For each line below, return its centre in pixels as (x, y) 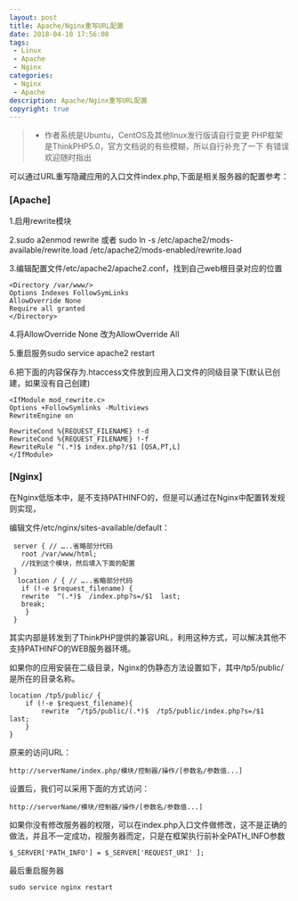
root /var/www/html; (59, 554)
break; (33, 604)
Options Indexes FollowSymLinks (69, 293)
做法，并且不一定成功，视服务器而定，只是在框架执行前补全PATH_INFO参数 (147, 836)
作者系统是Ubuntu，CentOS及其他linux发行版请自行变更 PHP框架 (164, 136)
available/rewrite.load (49, 250)
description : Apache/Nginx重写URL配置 (79, 100)
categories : (31, 76)
